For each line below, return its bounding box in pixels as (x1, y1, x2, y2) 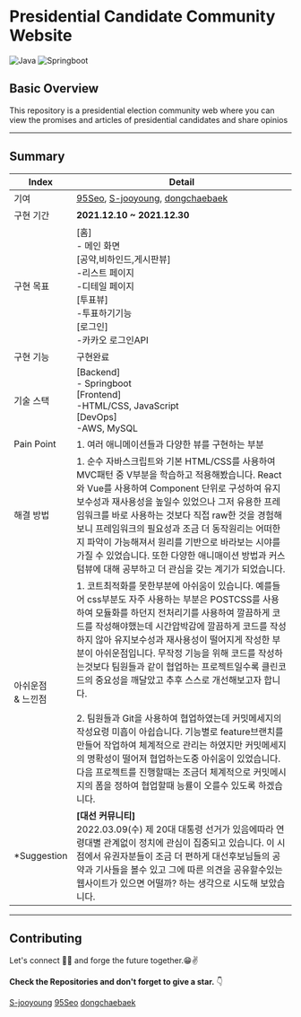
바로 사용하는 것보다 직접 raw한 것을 (111, 509, 255, 522)
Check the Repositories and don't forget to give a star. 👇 (9, 977, 224, 987)
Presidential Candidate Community (9, 6, 276, 27)
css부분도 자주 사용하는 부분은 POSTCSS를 (86, 592, 261, 605)
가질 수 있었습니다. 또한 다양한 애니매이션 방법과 (75, 549, 267, 562)
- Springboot (75, 377, 132, 390)
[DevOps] (75, 410, 118, 423)
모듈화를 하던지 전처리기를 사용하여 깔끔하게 (95, 606, 271, 618)
